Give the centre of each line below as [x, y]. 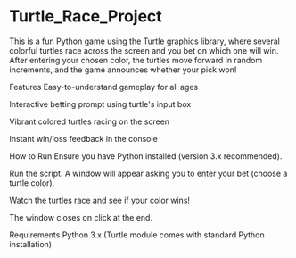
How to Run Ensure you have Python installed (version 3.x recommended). [146, 156]
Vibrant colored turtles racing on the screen [90, 121]
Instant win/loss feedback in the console [83, 138]
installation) [30, 244]
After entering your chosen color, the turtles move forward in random [136, 60]
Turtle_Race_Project [86, 17]
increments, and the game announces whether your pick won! [123, 70]
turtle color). [32, 183]
